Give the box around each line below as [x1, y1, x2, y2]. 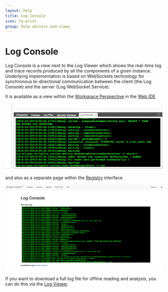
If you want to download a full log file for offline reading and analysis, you [5, 275, 156, 282]
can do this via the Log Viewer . [5, 281, 69, 287]
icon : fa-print [5, 18, 37, 23]
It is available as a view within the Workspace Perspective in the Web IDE [5, 93, 156, 99]
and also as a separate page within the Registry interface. [5, 174, 124, 180]
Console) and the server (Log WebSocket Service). [5, 84, 110, 90]
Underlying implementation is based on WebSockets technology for [5, 73, 144, 79]
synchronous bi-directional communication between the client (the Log [5, 78, 151, 84]
